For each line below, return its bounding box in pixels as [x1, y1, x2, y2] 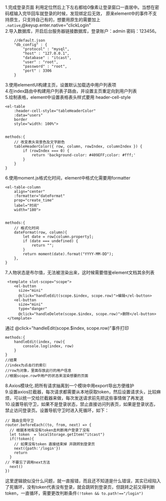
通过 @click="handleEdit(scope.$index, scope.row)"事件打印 [5, 325, 129, 331]
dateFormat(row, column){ [14, 230, 68, 235]
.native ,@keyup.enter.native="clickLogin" [5, 22, 91, 28]
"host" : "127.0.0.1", [23, 51, 70, 56]
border [14, 117, 28, 122]
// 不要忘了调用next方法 [5, 460, 50, 465]
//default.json [14, 38, 45, 43]
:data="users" [14, 113, 43, 118]
